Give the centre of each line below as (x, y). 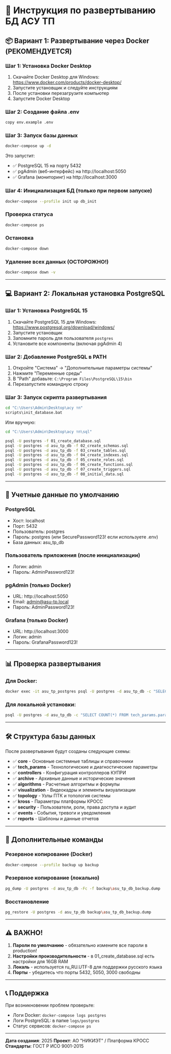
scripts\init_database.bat (34, 413)
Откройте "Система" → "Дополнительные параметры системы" (82, 367)
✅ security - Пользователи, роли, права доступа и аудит (74, 807)
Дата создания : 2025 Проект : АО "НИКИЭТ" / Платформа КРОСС (77, 1041)
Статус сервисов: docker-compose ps (52, 1026)
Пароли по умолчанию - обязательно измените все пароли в (80, 945)
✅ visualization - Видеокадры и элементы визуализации (74, 790)
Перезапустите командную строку (50, 384)
